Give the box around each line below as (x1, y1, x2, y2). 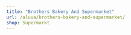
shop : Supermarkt (6, 20, 50, 26)
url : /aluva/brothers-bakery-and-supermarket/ (6, 14, 126, 20)
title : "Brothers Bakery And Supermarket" (6, 8, 115, 15)
